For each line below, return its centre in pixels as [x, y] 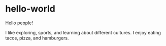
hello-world [30, 9]
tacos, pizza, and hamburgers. [37, 38]
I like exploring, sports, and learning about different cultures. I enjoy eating [83, 32]
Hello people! [19, 23]
